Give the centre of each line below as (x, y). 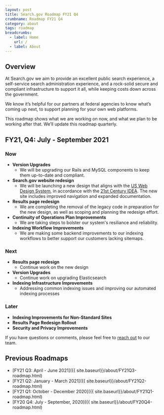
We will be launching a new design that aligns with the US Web (83, 186)
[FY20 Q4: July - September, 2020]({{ (51, 402)
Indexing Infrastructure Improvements (52, 283)
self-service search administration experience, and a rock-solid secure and (82, 84)
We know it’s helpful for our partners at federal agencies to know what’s (78, 104)
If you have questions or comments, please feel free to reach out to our (78, 337)
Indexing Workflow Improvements (48, 228)
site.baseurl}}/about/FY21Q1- (124, 391)
